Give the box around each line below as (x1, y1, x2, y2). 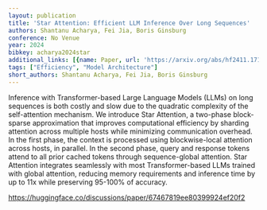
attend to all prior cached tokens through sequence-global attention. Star (8, 152, 248, 161)
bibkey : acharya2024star (8, 49, 91, 56)
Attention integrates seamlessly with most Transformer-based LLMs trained (8, 160, 256, 169)
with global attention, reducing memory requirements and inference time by (8, 169, 256, 178)
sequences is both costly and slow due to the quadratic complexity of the (8, 101, 249, 111)
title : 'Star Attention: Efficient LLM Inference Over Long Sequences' (8, 19, 250, 27)
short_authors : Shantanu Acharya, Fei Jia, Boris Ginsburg (8, 71, 208, 79)
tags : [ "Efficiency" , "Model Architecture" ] (8, 64, 158, 72)
